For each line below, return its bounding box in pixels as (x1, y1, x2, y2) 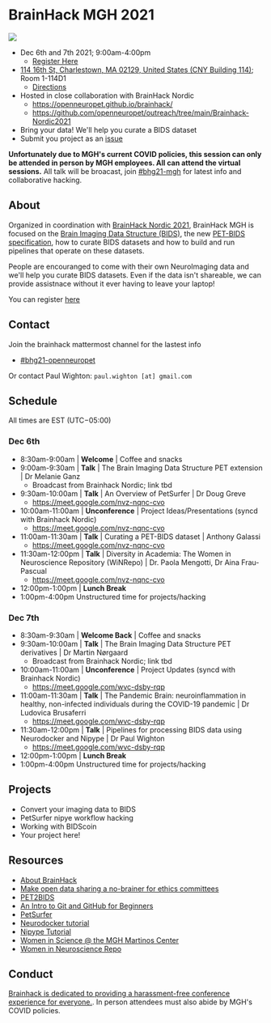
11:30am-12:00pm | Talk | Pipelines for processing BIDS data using (19, 724, 243, 734)
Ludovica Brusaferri (19, 707, 87, 717)
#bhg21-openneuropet (19, 354, 95, 365)
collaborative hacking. (8, 175, 83, 185)
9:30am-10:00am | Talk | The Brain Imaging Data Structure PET (19, 639, 232, 648)
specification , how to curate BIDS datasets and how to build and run (8, 237, 235, 247)
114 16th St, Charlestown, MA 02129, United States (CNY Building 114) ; (19, 65, 254, 74)
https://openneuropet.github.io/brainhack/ (32, 99, 173, 108)
